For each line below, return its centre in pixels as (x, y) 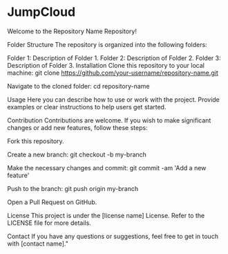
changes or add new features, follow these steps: (77, 127)
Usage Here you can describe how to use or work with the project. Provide (113, 99)
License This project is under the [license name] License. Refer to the (106, 215)
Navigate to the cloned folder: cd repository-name (78, 86)
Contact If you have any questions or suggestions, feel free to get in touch (113, 236)
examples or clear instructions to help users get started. (87, 107)
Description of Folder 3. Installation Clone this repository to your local (106, 65)
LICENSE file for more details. (49, 223)
